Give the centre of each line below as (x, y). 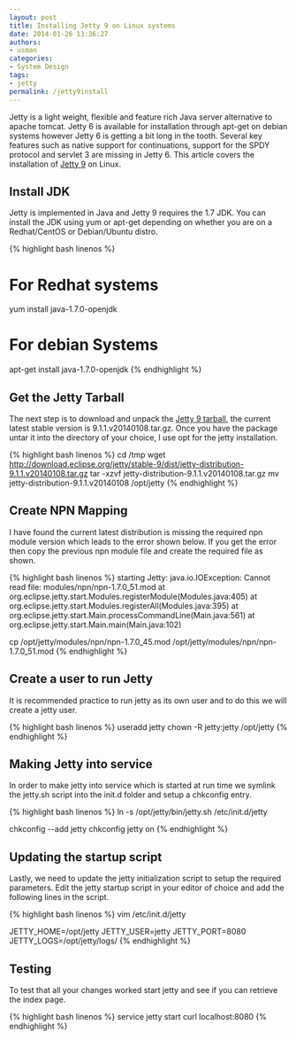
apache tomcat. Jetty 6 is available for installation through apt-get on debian (148, 126)
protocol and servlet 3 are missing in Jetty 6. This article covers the (132, 154)
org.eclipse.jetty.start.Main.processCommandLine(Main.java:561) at (132, 615)
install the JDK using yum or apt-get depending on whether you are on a (140, 222)
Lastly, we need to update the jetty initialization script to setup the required (145, 879)
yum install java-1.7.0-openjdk (63, 309)
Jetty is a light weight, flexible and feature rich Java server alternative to (140, 117)
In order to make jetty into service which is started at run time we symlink (142, 786)
